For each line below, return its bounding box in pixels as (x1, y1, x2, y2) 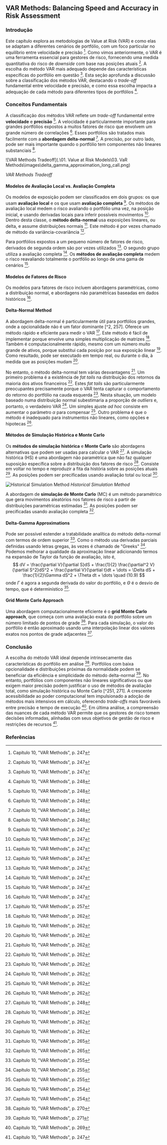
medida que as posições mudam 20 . (5, 358, 79, 364)
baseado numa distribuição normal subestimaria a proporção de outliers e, (5, 397, 158, 403)
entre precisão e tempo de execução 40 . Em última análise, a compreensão (5, 704, 159, 711)
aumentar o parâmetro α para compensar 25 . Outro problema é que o (5, 408, 147, 415)
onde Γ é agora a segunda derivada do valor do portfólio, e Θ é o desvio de (5, 580, 159, 586)
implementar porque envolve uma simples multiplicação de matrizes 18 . (5, 335, 151, 342)
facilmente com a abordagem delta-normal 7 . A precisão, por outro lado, (5, 135, 155, 142)
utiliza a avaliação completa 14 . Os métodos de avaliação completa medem (5, 250, 160, 257)
